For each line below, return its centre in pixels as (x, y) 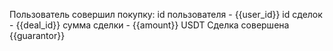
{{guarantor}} (37, 35)
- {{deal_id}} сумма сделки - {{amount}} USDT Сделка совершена (149, 25)
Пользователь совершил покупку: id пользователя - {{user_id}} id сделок (166, 14)
